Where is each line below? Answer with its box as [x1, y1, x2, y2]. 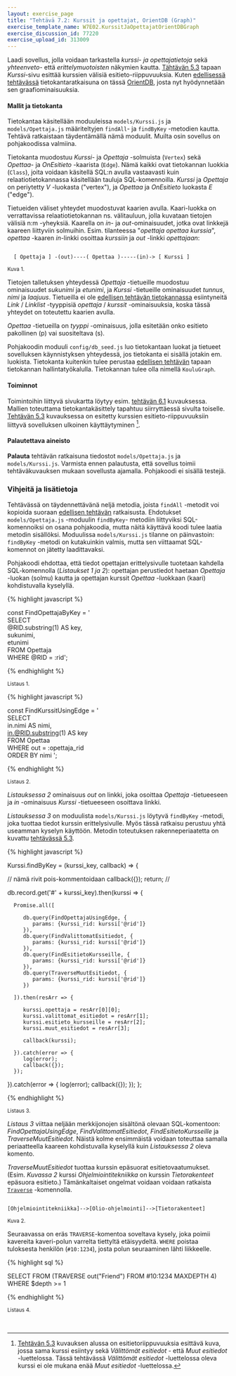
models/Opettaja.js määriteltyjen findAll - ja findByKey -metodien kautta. [7, 124, 220, 133]
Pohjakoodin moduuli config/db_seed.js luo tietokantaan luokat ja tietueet [7, 343, 221, 351]
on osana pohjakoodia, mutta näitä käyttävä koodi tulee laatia [45, 522, 223, 531]
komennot [7, 545, 37, 553]
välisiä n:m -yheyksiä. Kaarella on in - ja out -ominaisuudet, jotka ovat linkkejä [7, 219, 229, 227]
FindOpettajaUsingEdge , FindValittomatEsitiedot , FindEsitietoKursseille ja [7, 1127, 219, 1135]
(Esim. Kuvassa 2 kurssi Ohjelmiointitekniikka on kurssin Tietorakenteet [7, 1170, 214, 1179]
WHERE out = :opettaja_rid [7, 743, 84, 752]
